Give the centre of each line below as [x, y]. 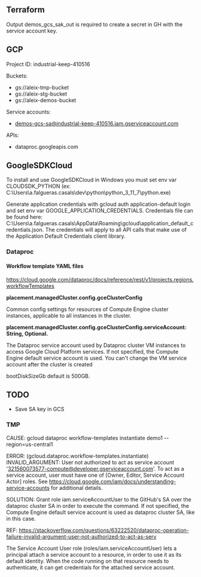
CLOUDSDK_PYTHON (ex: [39, 186]
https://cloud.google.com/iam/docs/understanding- [112, 481]
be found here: [25, 217]
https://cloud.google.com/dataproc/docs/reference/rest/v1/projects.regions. [100, 279]
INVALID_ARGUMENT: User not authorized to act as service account [90, 462]
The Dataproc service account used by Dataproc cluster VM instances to [96, 345]
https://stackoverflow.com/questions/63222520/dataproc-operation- [104, 530]
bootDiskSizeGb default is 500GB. [48, 376]
